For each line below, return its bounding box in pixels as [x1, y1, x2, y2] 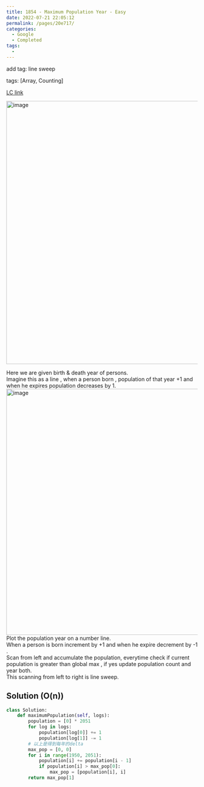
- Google [12, 32, 34, 38]
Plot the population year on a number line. [6, 634, 111, 642]
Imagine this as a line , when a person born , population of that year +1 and [6, 375, 193, 383]
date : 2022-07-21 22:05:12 [6, 15, 75, 21]
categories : [6, 26, 36, 32]
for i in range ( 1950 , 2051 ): [28, 752, 102, 758]
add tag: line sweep [6, 65, 56, 72]
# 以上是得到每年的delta [28, 741, 84, 747]
